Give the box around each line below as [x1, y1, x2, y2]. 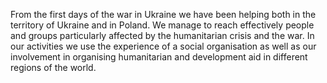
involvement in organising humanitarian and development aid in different [10, 51, 308, 63]
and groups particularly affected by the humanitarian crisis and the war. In [10, 30, 315, 41]
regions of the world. [10, 62, 97, 73]
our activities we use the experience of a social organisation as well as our [10, 40, 317, 52]
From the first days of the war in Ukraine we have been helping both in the [10, 9, 317, 20]
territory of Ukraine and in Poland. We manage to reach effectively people [10, 19, 315, 31]
